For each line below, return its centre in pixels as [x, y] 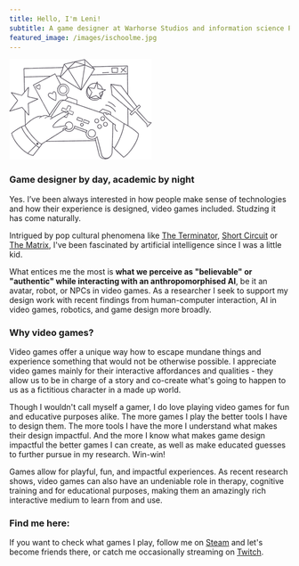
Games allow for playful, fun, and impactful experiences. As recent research [149, 472]
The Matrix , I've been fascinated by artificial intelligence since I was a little [145, 244]
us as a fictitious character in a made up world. [95, 390]
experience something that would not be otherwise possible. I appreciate [143, 361]
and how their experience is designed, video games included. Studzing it [142, 209]
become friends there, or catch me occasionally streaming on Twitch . [137, 552]
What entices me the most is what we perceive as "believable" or [131, 271]
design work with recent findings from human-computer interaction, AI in [143, 299]
